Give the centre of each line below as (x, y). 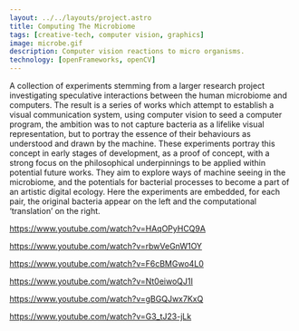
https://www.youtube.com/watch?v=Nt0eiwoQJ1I (101, 281)
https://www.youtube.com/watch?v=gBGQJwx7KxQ (106, 299)
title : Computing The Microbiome (72, 26)
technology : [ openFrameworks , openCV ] (82, 60)
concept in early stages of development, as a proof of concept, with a (140, 153)
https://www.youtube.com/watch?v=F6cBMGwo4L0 (106, 263)
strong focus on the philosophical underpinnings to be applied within (138, 163)
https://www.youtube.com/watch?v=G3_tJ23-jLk (101, 316)
